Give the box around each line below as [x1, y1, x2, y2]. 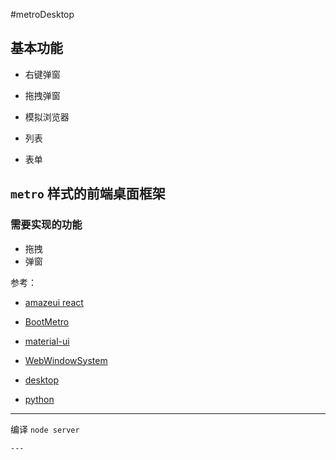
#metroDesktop [10, 9, 75, 20]
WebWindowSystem [24, 354, 108, 366]
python [24, 393, 55, 405]
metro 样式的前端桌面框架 [10, 185, 166, 203]
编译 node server [10, 423, 80, 435]
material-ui [24, 335, 70, 347]
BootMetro [24, 315, 70, 328]
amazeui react [24, 296, 84, 308]
